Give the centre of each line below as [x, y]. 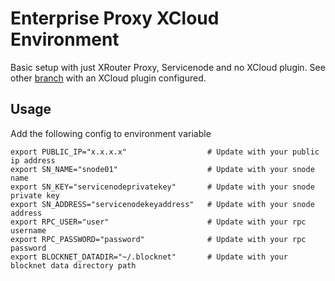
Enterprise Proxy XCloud [115, 18]
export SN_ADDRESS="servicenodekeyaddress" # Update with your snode [162, 204]
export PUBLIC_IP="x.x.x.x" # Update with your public [165, 152]
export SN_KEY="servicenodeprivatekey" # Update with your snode [162, 187]
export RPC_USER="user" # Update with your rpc [158, 222]
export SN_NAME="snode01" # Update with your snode [162, 169]
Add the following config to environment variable [111, 133]
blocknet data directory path [73, 265]
